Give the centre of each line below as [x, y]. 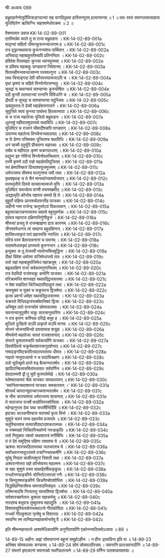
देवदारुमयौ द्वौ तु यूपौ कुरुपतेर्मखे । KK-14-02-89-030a [52, 374]
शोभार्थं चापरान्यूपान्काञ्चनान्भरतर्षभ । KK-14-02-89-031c [54, 391]
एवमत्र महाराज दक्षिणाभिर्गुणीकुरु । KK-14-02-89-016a [51, 218]
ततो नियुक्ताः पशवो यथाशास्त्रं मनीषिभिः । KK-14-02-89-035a [56, 436]
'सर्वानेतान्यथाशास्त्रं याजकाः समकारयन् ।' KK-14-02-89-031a [57, 385]
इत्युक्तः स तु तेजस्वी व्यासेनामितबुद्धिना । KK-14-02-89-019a [56, 251]
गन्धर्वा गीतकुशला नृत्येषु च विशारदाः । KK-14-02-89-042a [54, 514]
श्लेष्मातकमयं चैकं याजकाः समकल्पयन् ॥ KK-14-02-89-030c [56, 380]
